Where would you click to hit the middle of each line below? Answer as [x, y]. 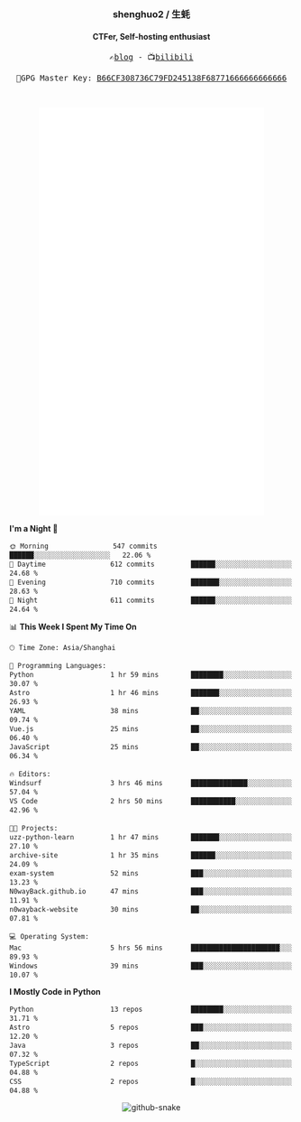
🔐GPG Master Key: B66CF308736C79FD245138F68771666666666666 [151, 78]
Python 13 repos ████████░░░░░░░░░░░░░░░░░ [151, 1010]
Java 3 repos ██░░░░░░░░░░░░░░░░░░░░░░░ [151, 1046]
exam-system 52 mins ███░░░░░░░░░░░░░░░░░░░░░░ [151, 874]
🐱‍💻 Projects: [34, 829]
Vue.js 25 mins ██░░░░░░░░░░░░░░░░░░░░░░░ [151, 729]
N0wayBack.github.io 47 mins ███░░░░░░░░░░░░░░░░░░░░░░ [151, 892]
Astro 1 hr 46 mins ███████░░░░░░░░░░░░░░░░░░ [151, 693]
